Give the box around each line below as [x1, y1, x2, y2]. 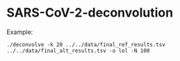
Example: [6, 28, 33, 36]
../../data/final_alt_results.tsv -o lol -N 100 [6, 47, 150, 54]
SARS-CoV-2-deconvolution [6, 5, 174, 21]
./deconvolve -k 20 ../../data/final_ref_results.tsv [6, 41, 166, 48]
